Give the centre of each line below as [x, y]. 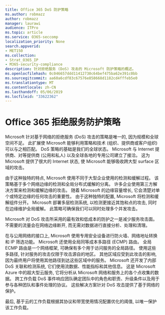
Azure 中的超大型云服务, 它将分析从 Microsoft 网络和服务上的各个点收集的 [80, 273]
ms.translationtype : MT [30, 83]
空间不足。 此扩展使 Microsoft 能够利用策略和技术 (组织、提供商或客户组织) [81, 143]
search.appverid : [23, 46]
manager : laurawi [23, 23]
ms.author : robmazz [25, 14]
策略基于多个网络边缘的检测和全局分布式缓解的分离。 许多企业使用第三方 [79, 184]
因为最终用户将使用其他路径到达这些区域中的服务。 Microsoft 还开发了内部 [81, 260]
